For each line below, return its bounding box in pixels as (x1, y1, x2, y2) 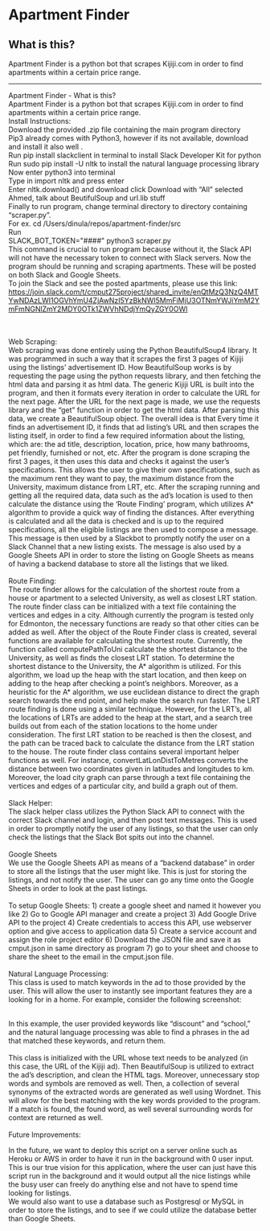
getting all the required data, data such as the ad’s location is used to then (8, 490, 253, 500)
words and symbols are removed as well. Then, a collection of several (8, 1079, 239, 1088)
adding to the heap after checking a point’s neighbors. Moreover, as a (8, 679, 239, 688)
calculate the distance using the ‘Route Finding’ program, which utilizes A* (8, 499, 255, 508)
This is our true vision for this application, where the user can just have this (8, 1163, 257, 1172)
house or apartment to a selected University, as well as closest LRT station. (8, 593, 257, 602)
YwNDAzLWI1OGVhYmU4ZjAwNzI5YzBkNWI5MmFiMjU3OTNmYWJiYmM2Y (8, 296, 260, 305)
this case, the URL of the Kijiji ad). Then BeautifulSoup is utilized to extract (8, 1061, 255, 1071)
